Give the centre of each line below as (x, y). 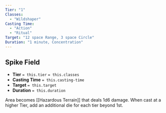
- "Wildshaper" (25, 19)
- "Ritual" (21, 33)
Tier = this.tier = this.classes (46, 74)
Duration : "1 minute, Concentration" (44, 42)
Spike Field (23, 62)
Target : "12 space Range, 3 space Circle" (50, 38)
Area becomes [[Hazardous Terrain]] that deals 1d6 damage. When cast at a (83, 100)
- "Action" (21, 28)
